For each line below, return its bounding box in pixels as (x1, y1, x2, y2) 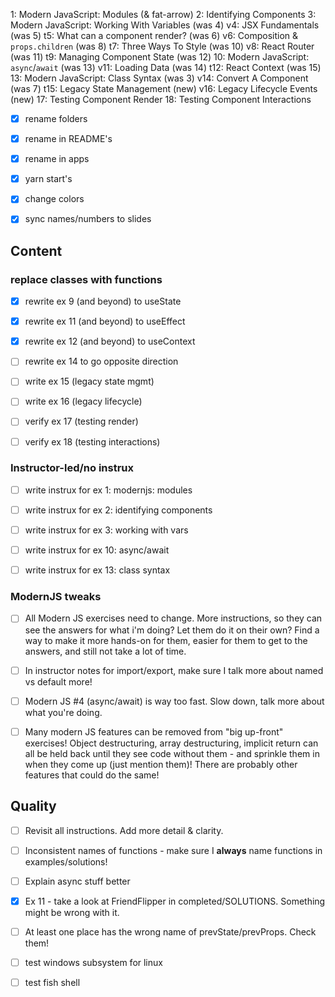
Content (10, 242, 63, 259)
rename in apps (24, 153, 90, 165)
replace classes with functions (10, 272, 163, 286)
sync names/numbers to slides (24, 213, 152, 225)
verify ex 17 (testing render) (24, 415, 139, 428)
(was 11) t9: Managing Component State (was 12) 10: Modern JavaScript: (10, 51, 310, 63)
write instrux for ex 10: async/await (24, 544, 170, 556)
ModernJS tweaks (10, 590, 102, 604)
